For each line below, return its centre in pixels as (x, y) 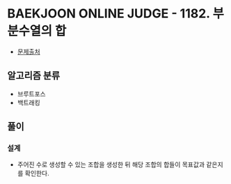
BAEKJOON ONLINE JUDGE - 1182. (109, 14)
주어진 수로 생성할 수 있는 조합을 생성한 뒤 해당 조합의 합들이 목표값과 (111, 164)
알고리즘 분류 (34, 76)
